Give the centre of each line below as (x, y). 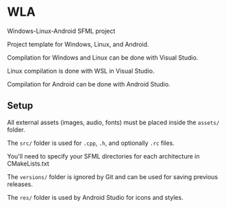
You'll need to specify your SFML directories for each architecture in (103, 156)
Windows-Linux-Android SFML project (61, 31)
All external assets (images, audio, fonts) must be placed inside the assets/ (113, 122)
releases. (20, 184)
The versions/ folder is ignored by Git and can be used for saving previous (112, 176)
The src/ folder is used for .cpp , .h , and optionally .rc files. (91, 143)
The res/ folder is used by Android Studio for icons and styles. (95, 197)
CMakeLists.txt (28, 163)
